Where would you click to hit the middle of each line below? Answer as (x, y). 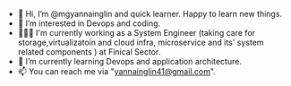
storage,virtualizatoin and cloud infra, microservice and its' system (141, 42)
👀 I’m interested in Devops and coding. (89, 23)
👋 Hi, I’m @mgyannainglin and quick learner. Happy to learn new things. (150, 14)
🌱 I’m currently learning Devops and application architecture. (129, 61)
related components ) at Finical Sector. (89, 52)
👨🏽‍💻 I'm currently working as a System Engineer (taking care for (137, 33)
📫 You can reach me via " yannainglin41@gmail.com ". (117, 71)
